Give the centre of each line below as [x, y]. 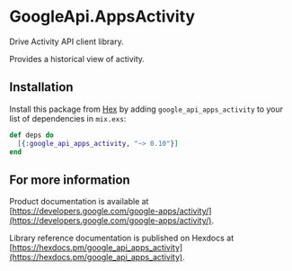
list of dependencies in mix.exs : [68, 118]
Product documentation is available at [79, 202]
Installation [41, 87]
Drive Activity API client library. [66, 41]
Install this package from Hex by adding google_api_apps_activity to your [146, 109]
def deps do [31, 135]
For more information [70, 180]
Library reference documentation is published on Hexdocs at [122, 238]
